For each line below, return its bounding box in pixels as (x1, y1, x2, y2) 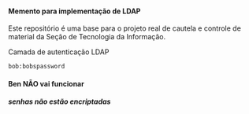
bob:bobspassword (8, 63, 65, 71)
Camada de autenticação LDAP (8, 47, 110, 57)
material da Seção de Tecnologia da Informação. (8, 32, 166, 42)
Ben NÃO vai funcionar (8, 79, 84, 88)
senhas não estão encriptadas (8, 97, 111, 106)
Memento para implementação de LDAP (8, 6, 141, 16)
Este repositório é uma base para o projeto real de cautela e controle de (8, 24, 242, 33)
